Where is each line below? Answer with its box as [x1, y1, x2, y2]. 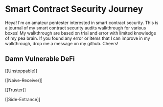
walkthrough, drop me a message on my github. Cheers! [5, 40, 118, 46]
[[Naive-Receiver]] [5, 77, 43, 83]
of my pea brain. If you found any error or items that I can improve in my [5, 35, 150, 41]
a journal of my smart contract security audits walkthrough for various [5, 25, 146, 30]
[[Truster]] [5, 87, 26, 93]
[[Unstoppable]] [5, 68, 38, 74]
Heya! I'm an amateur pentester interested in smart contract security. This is [5, 20, 159, 26]
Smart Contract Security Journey [5, 3, 143, 15]
